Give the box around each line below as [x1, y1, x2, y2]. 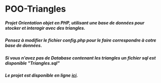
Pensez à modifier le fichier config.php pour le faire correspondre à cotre [5, 38, 157, 43]
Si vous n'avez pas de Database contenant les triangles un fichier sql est [5, 55, 156, 61]
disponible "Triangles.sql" [5, 60, 60, 66]
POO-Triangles [5, 3, 66, 15]
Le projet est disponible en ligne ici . [5, 72, 78, 78]
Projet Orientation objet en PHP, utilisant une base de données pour [5, 20, 145, 25]
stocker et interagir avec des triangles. [5, 25, 86, 31]
